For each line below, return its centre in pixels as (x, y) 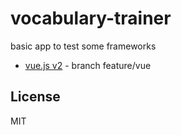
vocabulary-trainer (91, 18)
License (35, 97)
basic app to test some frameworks (83, 46)
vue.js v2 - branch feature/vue (88, 65)
